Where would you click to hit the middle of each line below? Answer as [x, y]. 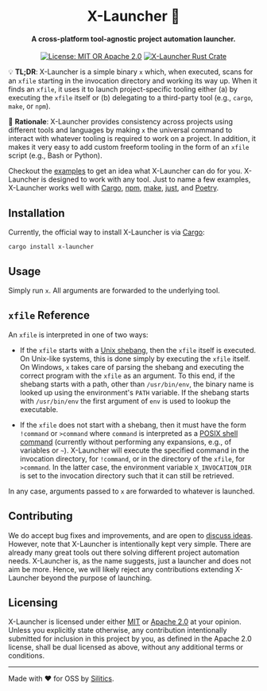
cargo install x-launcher [51, 247]
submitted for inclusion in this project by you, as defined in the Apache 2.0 [130, 639]
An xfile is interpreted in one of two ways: [78, 335]
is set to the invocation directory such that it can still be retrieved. [127, 475]
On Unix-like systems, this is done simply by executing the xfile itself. [135, 359]
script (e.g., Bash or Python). [55, 155]
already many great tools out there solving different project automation [124, 552]
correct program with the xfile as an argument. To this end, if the [128, 375]
